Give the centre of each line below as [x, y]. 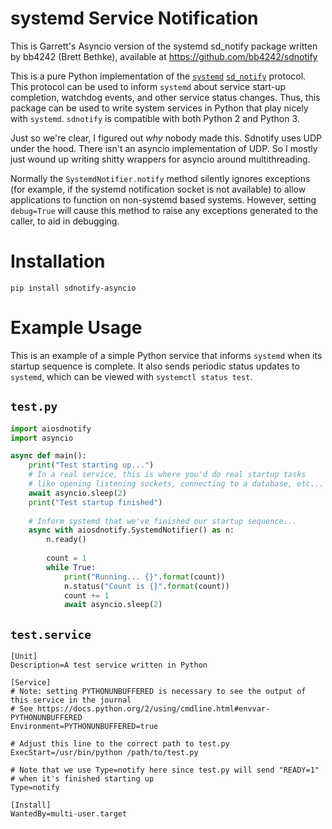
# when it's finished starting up [82, 779]
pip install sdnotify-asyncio [73, 288]
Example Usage [76, 328]
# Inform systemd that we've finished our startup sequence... [163, 521]
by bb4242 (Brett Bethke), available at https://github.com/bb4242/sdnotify [164, 56]
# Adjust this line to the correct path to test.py [120, 744]
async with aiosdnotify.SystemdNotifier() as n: [131, 530]
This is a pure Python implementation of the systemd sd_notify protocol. [158, 76]
